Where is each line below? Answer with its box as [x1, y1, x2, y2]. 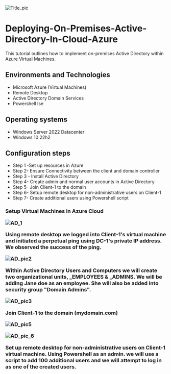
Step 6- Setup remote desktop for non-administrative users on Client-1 [12, 189, 162, 196]
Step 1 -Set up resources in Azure [12, 162, 84, 168]
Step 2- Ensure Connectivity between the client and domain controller [12, 168, 160, 174]
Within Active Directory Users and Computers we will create [5, 267, 158, 274]
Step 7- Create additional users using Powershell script [12, 195, 129, 201]
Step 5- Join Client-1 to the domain [12, 184, 86, 190]
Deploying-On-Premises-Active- [5, 23, 147, 34]
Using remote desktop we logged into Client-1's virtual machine [5, 231, 166, 238]
